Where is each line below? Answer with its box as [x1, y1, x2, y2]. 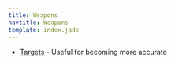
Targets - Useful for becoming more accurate [19, 48, 167, 57]
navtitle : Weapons [8, 19, 69, 27]
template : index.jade [8, 26, 80, 34]
